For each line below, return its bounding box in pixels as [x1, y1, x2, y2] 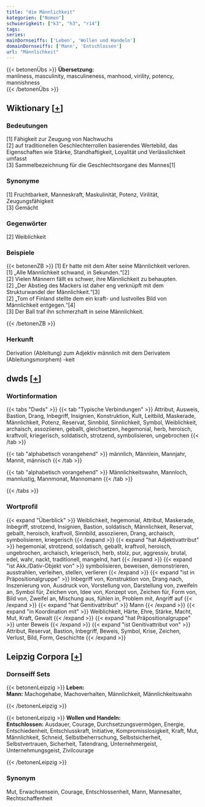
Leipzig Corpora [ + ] [6, 652, 83, 662]
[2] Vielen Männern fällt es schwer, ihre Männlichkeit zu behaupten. [6, 276, 177, 283]
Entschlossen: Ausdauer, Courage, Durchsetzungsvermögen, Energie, [6, 720, 185, 728]
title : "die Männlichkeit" [6, 9, 75, 15]
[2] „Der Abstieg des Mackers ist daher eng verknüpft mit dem [6, 282, 164, 289]
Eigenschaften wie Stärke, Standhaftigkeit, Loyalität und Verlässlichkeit [6, 149, 186, 156]
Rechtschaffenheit [6, 794, 53, 801]
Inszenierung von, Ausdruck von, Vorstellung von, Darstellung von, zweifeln [6, 581, 198, 589]
